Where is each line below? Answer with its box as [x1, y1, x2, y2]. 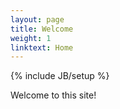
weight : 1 [10, 33, 52, 43]
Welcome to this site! [10, 89, 97, 101]
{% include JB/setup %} [10, 70, 110, 82]
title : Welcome [10, 24, 74, 34]
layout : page [10, 14, 65, 25]
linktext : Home [10, 42, 74, 53]
